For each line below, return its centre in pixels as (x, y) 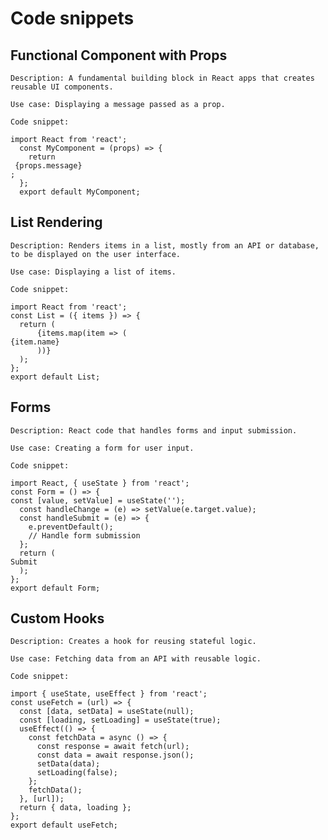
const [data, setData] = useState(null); (107, 712)
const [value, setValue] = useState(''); (98, 500)
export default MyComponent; (80, 192)
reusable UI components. (62, 87)
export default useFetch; (64, 825)
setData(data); (68, 764)
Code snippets (72, 18)
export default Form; (55, 588)
